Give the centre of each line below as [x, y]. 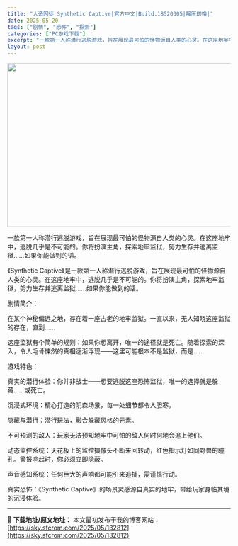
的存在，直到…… [32, 327]
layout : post [27, 47]
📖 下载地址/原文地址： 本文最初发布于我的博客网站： [84, 520]
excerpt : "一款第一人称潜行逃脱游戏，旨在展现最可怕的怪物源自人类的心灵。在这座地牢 [118, 40]
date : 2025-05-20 [33, 21]
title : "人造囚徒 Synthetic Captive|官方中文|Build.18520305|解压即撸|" [110, 14]
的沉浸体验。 [26, 498]
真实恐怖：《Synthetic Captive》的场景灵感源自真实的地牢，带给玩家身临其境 [119, 489]
